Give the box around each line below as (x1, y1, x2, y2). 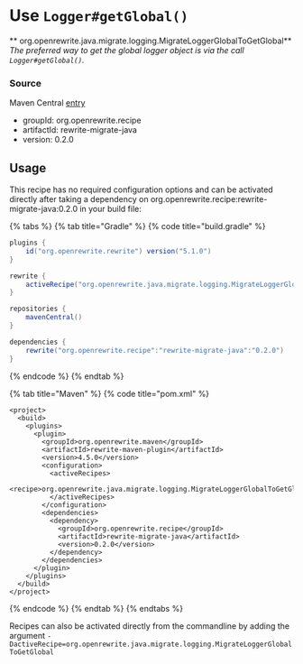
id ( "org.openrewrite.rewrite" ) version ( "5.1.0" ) (25, 246, 212, 255)
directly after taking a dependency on (9, 194, 149, 205)
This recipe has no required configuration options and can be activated (9, 184, 273, 195)
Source (9, 77, 42, 89)
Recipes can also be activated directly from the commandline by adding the (9, 620, 290, 632)
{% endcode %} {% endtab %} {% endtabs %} (9, 603, 183, 613)
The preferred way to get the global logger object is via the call (9, 44, 245, 55)
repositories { (9, 304, 67, 314)
